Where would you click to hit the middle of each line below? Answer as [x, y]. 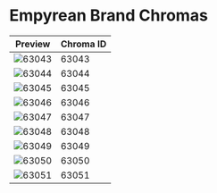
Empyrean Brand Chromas [108, 16]
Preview [33, 44]
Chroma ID [83, 44]
